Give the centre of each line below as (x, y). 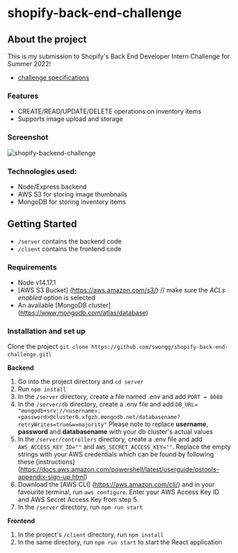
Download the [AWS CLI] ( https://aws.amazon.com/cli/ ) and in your (116, 485)
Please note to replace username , (158, 425)
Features (23, 96)
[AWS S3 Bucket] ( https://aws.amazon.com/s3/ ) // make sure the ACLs (121, 290)
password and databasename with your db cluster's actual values (115, 432)
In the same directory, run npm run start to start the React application (120, 542)
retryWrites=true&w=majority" (63, 425)
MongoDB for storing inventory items (72, 202)
